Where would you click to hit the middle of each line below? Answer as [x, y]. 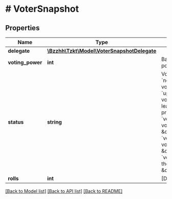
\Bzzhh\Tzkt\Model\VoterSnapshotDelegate [102, 51]
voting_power [25, 62]
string [55, 122]
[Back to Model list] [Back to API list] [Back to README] [64, 191]
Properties [23, 28]
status [16, 122]
